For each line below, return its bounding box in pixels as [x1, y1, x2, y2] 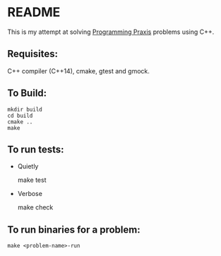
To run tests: [7, 143, 64, 155]
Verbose [17, 190, 42, 198]
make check [17, 203, 54, 212]
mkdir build [7, 106, 42, 113]
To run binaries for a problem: [7, 224, 141, 236]
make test [17, 176, 47, 184]
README [7, 4, 61, 20]
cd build [7, 112, 33, 119]
